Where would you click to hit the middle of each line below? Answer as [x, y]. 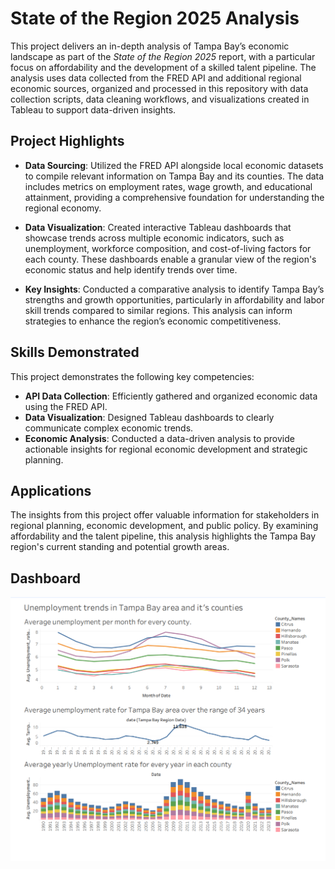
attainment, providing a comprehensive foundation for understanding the [174, 197]
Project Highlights [67, 141]
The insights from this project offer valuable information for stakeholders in [165, 515]
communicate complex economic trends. [109, 428]
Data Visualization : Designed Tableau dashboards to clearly [149, 417]
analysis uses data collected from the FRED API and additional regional [156, 78]
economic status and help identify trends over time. [131, 269]
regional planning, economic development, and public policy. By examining [164, 526]
